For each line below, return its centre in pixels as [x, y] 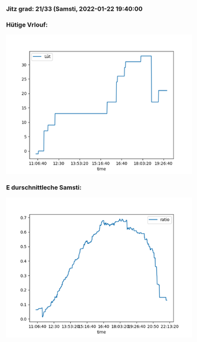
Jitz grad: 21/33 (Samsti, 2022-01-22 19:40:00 [74, 9]
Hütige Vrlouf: [27, 24]
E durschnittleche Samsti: [44, 188]
